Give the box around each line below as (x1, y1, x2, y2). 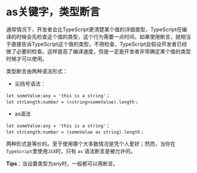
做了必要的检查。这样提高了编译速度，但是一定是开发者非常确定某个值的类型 (6, 48, 191, 55)
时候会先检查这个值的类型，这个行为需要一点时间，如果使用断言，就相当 (16, 33, 191, 40)
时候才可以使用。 (6, 55, 47, 62)
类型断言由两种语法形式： (6, 67, 68, 74)
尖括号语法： (14, 80, 46, 87)
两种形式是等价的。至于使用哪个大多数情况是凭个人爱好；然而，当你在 (6, 140, 176, 147)
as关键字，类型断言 (6, 5, 100, 19)
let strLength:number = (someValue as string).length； (6, 129, 145, 135)
